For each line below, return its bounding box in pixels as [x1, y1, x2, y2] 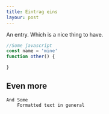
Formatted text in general [17, 102, 85, 108]
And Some [6, 97, 28, 103]
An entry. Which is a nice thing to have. [6, 31, 104, 38]
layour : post [6, 14, 39, 20]
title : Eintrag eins [6, 8, 58, 15]
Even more [6, 81, 48, 91]
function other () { [6, 53, 55, 60]
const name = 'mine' [6, 48, 58, 54]
